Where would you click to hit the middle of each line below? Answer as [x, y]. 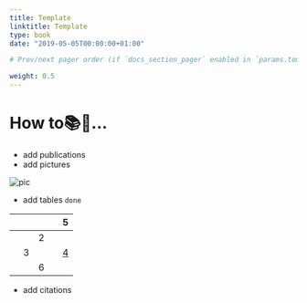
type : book [30, 35]
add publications [54, 154]
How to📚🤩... [58, 123]
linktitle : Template [49, 26]
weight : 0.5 [32, 77]
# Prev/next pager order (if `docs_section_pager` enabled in [130, 60]
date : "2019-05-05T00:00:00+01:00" [77, 43]
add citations [47, 289]
